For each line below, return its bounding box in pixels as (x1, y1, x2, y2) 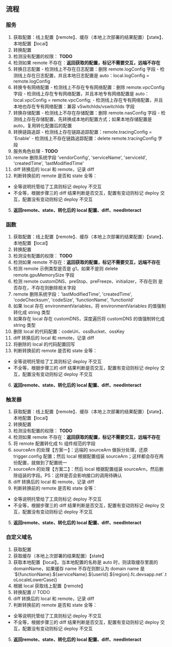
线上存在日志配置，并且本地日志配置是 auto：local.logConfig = (17, 72, 150, 78)
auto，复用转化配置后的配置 (13, 122, 72, 129)
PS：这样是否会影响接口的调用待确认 (44, 472, 122, 478)
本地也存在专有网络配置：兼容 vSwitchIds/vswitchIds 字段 (13, 103, 135, 109)
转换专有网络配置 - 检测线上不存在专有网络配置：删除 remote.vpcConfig (13, 84, 165, 90)
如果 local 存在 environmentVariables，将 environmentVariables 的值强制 (13, 303, 166, 309)
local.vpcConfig (13, 97, 47, 103)
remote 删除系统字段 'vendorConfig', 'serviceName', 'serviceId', (13, 154, 148, 160)
